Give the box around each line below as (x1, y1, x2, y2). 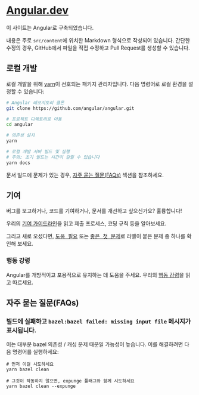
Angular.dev (6, 4, 69, 17)
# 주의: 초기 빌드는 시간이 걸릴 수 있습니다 (6, 154, 100, 160)
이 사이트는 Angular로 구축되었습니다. (6, 24, 94, 31)
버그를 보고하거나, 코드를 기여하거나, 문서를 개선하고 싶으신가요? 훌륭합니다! (6, 207, 182, 215)
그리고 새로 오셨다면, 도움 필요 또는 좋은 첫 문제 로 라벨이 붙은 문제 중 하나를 (6, 233, 186, 240)
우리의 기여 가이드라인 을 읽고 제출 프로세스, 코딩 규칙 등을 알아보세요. (6, 220, 167, 227)
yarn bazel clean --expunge (6, 383, 76, 390)
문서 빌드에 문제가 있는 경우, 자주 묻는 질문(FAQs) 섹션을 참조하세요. (6, 171, 164, 178)
